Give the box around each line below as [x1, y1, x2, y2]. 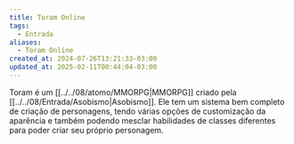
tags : [9, 21, 29, 30]
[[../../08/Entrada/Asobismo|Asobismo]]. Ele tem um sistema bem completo [9, 96, 285, 107]
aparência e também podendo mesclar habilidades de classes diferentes [9, 115, 276, 125]
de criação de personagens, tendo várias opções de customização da [9, 106, 266, 116]
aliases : [9, 37, 42, 47]
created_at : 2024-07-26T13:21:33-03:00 [9, 54, 158, 63]
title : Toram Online [9, 12, 86, 22]
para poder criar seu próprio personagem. [9, 124, 164, 135]
